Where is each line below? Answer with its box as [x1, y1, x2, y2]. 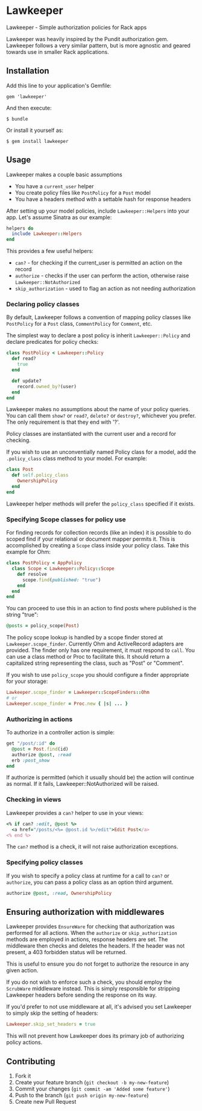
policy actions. [6, 1039, 43, 1046]
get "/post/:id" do [6, 740, 55, 747]
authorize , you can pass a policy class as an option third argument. [6, 879, 174, 886]
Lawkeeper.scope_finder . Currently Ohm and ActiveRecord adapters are [6, 640, 184, 648]
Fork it [14, 1072, 31, 1080]
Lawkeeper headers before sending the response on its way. [6, 991, 157, 999]
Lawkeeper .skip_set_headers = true [6, 1021, 96, 1027]
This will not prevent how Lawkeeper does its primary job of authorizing [6, 1032, 185, 1040]
